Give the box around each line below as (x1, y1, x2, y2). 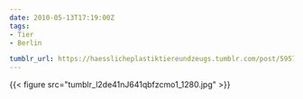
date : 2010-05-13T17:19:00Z (9, 13, 115, 22)
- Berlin (9, 38, 42, 48)
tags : (9, 22, 30, 31)
